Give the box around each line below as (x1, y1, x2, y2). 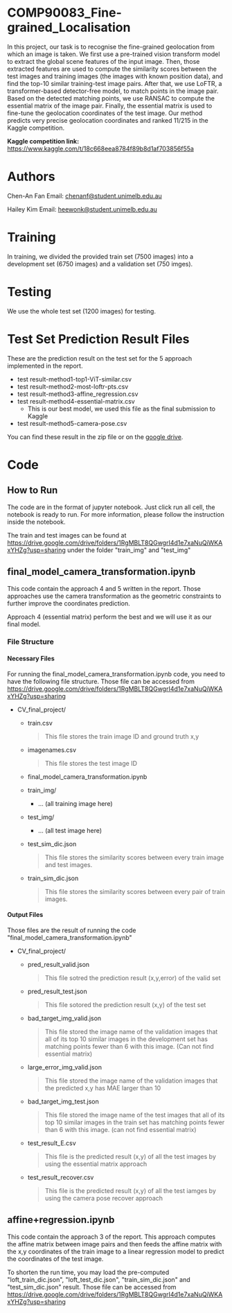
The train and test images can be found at (7, 531, 127, 539)
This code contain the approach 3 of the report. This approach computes (7, 1233, 216, 1241)
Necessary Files (7, 654, 55, 663)
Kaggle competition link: (7, 137, 80, 145)
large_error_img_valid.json (27, 1063, 102, 1071)
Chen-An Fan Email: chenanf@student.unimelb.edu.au (7, 191, 163, 200)
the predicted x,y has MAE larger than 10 (44, 1083, 161, 1092)
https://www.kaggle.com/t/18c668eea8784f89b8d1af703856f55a (7, 144, 194, 153)
